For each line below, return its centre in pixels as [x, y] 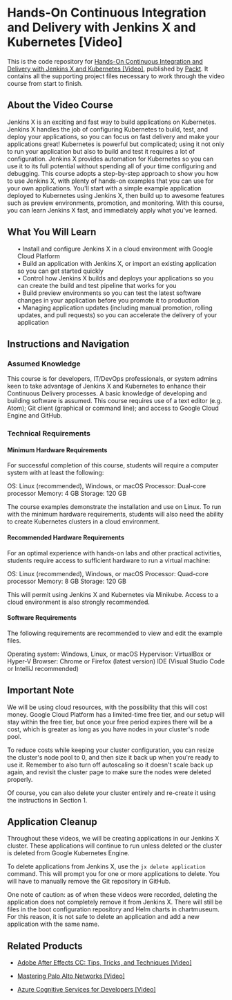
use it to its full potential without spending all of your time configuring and [112, 166]
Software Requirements [42, 618]
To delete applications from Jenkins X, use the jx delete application [106, 866]
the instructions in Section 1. [47, 800]
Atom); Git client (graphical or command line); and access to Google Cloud [113, 408]
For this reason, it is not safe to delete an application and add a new [104, 917]
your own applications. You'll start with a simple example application [104, 188]
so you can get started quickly [60, 271]
